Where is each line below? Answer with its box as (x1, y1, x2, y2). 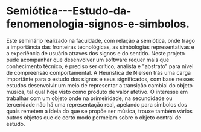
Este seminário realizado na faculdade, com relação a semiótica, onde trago (6, 37, 195, 44)
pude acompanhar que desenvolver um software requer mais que (6, 56, 170, 63)
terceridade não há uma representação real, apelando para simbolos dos (6, 101, 187, 108)
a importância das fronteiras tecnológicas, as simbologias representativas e (6, 43, 194, 51)
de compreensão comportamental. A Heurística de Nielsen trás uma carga (6, 69, 191, 76)
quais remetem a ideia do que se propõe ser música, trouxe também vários (6, 107, 193, 115)
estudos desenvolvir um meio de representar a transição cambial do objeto (6, 81, 193, 89)
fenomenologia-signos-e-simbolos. (6, 17, 190, 31)
